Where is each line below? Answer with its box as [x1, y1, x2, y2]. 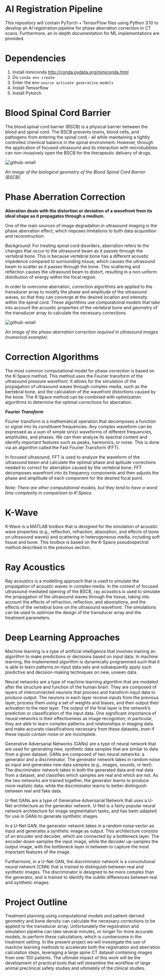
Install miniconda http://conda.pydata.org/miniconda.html [12, 69, 129, 75]
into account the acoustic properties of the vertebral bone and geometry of [5, 304, 158, 310]
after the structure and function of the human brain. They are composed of [5, 684, 157, 690]
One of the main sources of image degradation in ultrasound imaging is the [5, 222, 158, 228]
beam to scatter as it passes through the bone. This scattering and [5, 263, 140, 269]
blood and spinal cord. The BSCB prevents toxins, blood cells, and [5, 129, 139, 135]
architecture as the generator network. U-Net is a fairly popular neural [13, 802, 156, 808]
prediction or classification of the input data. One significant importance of [5, 710, 157, 716]
